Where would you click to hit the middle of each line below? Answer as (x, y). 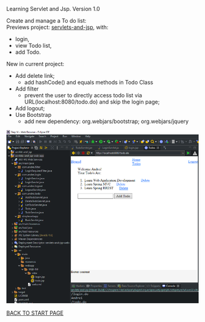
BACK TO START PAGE (35, 313)
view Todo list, (33, 46)
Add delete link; (35, 76)
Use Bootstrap (33, 115)
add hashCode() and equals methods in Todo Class (89, 82)
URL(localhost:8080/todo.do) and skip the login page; (92, 102)
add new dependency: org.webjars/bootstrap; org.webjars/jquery (106, 121)
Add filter (27, 89)
